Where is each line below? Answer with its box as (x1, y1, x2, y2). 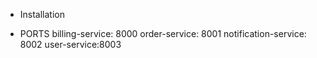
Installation (19, 9, 66, 20)
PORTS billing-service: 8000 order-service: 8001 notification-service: (19, 28, 307, 39)
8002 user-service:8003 (19, 39, 122, 50)
